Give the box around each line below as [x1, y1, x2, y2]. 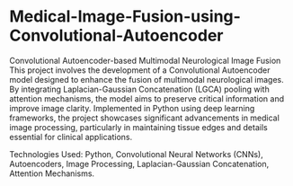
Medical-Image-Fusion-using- [9, 6, 241, 27]
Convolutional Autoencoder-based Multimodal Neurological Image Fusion [9, 55, 281, 66]
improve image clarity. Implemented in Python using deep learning [9, 102, 255, 113]
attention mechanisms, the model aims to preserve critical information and [9, 93, 285, 104]
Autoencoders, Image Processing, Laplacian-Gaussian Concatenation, [9, 158, 270, 169]
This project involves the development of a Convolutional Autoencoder [9, 65, 271, 75]
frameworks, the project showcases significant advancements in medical [9, 112, 280, 123]
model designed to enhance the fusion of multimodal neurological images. [9, 74, 285, 84]
